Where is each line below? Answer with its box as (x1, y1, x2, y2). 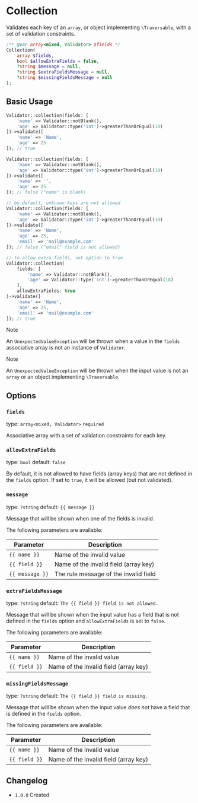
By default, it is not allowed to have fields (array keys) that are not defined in (6, 470, 193, 477)
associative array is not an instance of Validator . (6, 344, 126, 351)
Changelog (6, 776, 48, 786)
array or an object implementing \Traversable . (6, 373, 120, 380)
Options (6, 391, 37, 401)
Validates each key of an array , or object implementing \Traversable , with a (6, 24, 191, 31)
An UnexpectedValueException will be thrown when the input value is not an (6, 367, 189, 374)
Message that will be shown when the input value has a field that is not (6, 611, 179, 618)
